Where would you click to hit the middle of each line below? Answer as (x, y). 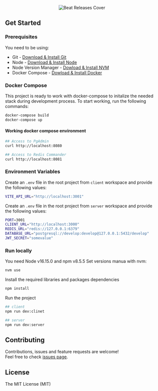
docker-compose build (27, 115)
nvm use (13, 270)
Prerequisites (21, 37)
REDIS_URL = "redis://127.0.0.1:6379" (42, 229)
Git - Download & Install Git (39, 57)
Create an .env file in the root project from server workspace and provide (79, 206)
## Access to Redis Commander (36, 154)
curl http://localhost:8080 (34, 146)
